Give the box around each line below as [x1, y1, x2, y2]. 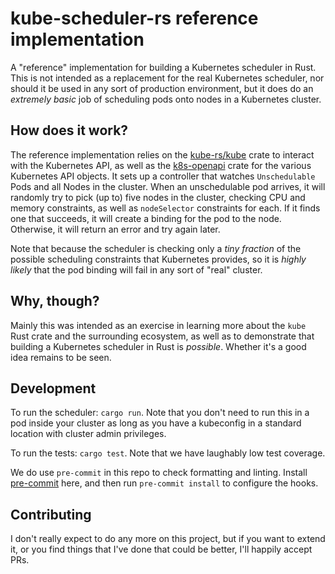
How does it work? [10, 122, 129, 139]
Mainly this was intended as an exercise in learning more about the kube [10, 319, 307, 331]
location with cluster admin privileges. [10, 428, 167, 440]
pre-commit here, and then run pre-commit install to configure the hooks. [10, 477, 319, 489]
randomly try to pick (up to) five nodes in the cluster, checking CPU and [10, 191, 306, 203]
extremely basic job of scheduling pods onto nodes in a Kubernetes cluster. [10, 93, 322, 105]
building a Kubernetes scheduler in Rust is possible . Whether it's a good [10, 340, 307, 352]
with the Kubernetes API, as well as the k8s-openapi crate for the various [10, 159, 312, 171]
